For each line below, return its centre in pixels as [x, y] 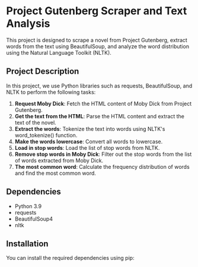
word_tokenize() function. [46, 135]
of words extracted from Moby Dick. [59, 160]
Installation [27, 244]
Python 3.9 [28, 206]
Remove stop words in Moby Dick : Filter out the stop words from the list [103, 154]
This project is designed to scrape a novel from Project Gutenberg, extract [97, 40]
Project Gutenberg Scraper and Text [97, 11]
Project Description [43, 72]
